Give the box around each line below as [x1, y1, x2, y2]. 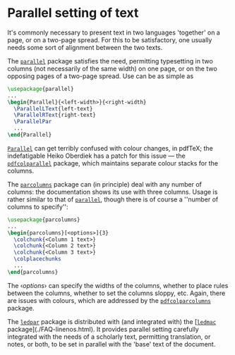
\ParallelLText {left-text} [13, 105, 93, 112]
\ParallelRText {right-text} [13, 111, 97, 119]
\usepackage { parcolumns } [7, 216, 80, 223]
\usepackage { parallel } [7, 85, 74, 92]
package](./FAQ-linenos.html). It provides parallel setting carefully [7, 325, 199, 333]
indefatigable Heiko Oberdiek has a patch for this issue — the [7, 151, 186, 160]
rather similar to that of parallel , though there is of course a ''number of [7, 195, 219, 204]
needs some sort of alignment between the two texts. [7, 43, 163, 51]
